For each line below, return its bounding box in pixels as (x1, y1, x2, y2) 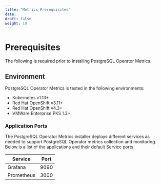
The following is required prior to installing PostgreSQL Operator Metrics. (5, 58, 152, 64)
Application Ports (5, 122, 48, 129)
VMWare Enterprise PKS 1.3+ (12, 111, 71, 116)
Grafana (7, 164, 26, 171)
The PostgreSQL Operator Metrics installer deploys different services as (5, 134, 150, 139)
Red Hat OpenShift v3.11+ (12, 100, 63, 106)
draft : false (5, 16, 32, 21)
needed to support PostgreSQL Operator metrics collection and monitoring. (5, 139, 157, 145)
